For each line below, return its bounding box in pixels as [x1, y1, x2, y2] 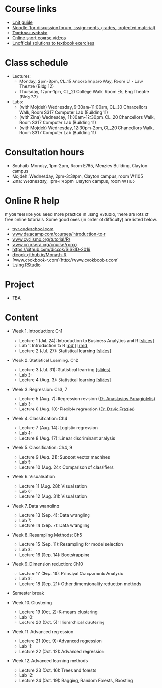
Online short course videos [12, 35, 66, 41]
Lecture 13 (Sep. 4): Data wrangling [19, 512, 90, 518]
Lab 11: [19, 643, 33, 649]
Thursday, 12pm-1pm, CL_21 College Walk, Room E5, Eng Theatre [19, 88, 149, 94]
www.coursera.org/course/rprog [12, 241, 77, 247]
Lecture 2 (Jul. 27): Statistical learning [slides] [19, 348, 111, 354]
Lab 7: [19, 517, 32, 523]
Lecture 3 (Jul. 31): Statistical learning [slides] [19, 366, 111, 372]
